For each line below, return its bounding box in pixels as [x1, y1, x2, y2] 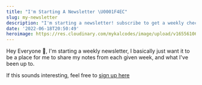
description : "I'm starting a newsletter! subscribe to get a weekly [6, 20, 185, 26]
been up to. [6, 60, 35, 68]
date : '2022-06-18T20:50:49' [6, 25, 79, 32]
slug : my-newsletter [6, 14, 58, 20]
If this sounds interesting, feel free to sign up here [6, 72, 130, 79]
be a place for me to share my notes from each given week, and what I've [6, 54, 188, 61]
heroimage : [6, 31, 34, 37]
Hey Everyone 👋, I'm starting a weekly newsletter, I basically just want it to [6, 47, 191, 54]
